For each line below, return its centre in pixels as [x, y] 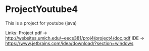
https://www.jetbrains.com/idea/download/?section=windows [69, 43]
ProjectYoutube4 [42, 9]
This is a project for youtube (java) [41, 23]
